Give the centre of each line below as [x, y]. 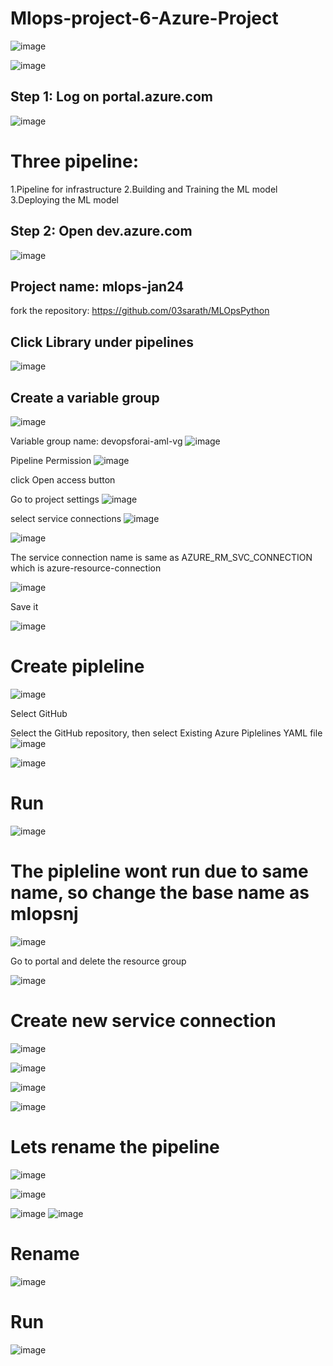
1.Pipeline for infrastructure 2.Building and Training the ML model [144, 189]
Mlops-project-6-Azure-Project [144, 18]
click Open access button [63, 479]
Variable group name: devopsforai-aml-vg [96, 441]
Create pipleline [77, 666]
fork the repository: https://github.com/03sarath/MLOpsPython [140, 311]
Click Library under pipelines [102, 342]
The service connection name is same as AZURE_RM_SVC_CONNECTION [161, 557]
